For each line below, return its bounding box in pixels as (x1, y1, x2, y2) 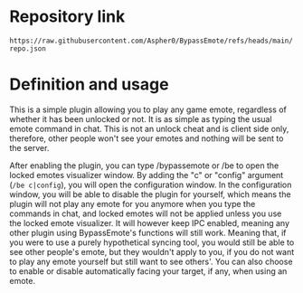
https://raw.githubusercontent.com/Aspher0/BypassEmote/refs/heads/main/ (9, 36, 294, 45)
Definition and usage (9, 74, 169, 95)
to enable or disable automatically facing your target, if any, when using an (9, 265, 288, 277)
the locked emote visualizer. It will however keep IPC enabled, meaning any (9, 217, 290, 228)
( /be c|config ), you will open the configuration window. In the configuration (9, 179, 292, 190)
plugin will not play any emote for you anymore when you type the (9, 198, 256, 209)
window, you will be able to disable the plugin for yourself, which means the (9, 188, 291, 200)
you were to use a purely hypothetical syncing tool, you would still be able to (9, 237, 295, 248)
